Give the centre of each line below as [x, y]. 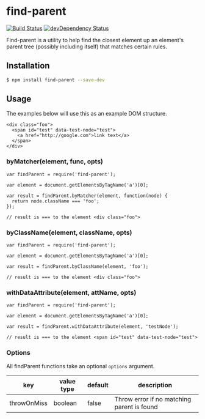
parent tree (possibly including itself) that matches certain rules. [87, 46]
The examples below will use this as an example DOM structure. [87, 114]
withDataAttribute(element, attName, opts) [71, 292]
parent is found [136, 407]
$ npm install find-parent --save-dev [56, 80]
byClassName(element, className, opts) [69, 232]
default [98, 385]
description [155, 385]
